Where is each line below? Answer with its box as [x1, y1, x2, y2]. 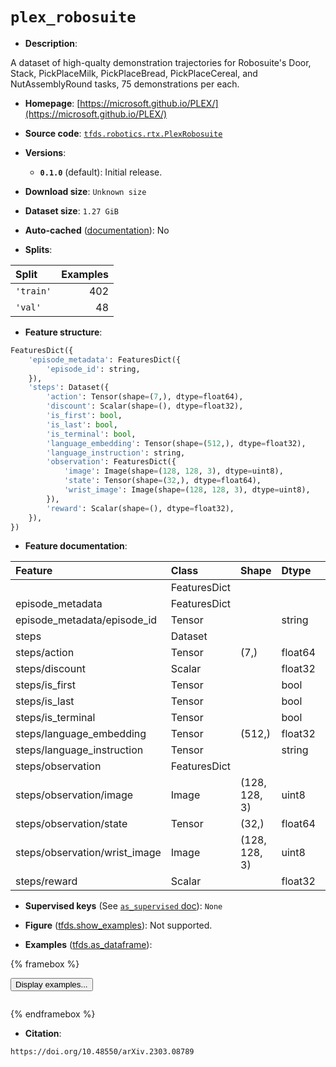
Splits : [24, 243, 53, 255]
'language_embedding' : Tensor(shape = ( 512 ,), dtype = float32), [46, 438, 307, 448]
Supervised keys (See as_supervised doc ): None [24, 900, 223, 912]
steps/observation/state [15, 817, 128, 831]
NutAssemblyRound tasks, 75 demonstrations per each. [10, 78, 240, 90]
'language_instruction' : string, [46, 448, 186, 458]
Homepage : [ [24, 97, 81, 109]
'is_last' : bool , [46, 419, 118, 430]
